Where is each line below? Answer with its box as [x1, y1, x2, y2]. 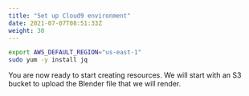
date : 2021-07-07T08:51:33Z [8, 19, 103, 27]
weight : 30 [8, 26, 45, 34]
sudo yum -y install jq [8, 56, 88, 64]
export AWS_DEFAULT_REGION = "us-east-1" [8, 49, 142, 57]
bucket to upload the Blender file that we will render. [8, 79, 182, 89]
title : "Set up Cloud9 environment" [8, 11, 131, 20]
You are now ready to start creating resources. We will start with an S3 [8, 70, 242, 80]
